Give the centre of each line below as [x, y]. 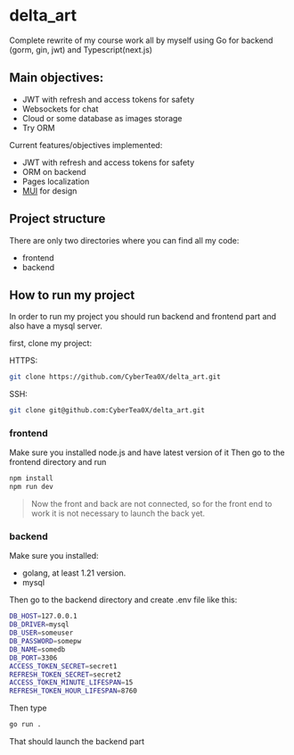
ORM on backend [54, 171]
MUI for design [49, 191]
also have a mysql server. [56, 326]
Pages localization [56, 181]
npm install [31, 478]
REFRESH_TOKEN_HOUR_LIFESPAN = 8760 [73, 691]
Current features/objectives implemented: [86, 145]
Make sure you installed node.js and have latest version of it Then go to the [147, 452]
